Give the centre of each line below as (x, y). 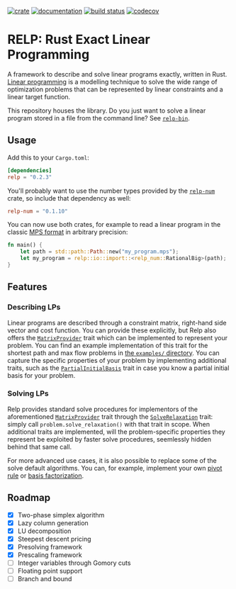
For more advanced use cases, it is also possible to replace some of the (112, 460)
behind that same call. (40, 447)
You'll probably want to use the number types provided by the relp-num (111, 191)
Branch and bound (45, 579)
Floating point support (50, 571)
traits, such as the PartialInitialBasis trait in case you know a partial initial (118, 368)
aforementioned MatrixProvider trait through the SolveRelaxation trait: (110, 416)
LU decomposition (44, 531)
